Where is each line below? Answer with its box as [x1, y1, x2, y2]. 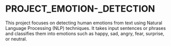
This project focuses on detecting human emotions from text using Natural [5, 20, 162, 26]
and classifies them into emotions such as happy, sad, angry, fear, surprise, [5, 30, 165, 36]
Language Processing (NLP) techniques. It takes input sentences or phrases [5, 25, 166, 31]
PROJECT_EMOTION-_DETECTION [5, 3, 155, 15]
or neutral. [5, 36, 27, 42]
